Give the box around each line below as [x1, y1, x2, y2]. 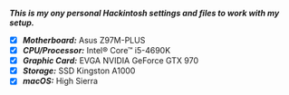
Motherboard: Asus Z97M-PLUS [22, 35, 146, 45]
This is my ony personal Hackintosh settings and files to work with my [9, 8, 280, 18]
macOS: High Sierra [22, 76, 98, 87]
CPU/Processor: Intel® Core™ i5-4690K [22, 45, 171, 56]
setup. [9, 17, 34, 28]
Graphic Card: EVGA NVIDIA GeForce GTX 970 [22, 55, 199, 66]
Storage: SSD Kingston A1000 [22, 65, 136, 76]
